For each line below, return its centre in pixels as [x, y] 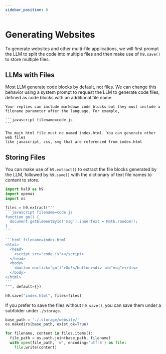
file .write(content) [36, 347]
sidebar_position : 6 [27, 10]
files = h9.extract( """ [30, 208]
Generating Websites [50, 34]
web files [16, 138]
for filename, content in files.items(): [49, 333]
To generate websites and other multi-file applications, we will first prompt [82, 49]
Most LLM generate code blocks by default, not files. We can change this [81, 87]
